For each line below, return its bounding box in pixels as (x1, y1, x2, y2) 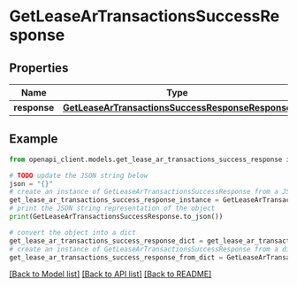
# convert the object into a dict (9, 228, 137, 237)
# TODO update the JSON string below (9, 171, 148, 180)
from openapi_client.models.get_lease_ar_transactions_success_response (9, 155, 283, 164)
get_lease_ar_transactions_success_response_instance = (9, 196, 219, 205)
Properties (9, 60, 69, 75)
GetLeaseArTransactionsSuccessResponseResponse (62, 102, 292, 113)
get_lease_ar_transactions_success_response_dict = (9, 237, 203, 245)
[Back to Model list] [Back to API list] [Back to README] (9, 268, 212, 280)
